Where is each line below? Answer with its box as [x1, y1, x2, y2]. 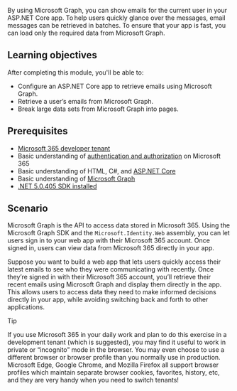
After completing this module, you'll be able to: [7, 68, 144, 77]
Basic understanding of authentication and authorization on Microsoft [17, 151, 221, 160]
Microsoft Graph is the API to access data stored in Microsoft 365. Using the [7, 221, 231, 230]
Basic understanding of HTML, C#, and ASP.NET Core [17, 166, 176, 175]
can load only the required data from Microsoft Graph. [7, 28, 165, 37]
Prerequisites [7, 125, 68, 137]
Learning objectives [7, 49, 98, 61]
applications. [7, 303, 45, 311]
